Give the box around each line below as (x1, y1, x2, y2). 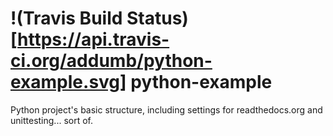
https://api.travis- (17, 28, 170, 51)
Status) (126, 7, 189, 30)
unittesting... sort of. (10, 114, 93, 126)
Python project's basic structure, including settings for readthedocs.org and (10, 103, 323, 116)
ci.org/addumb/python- (10, 50, 213, 72)
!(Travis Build (10, 7, 123, 30)
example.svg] (10, 71, 127, 94)
